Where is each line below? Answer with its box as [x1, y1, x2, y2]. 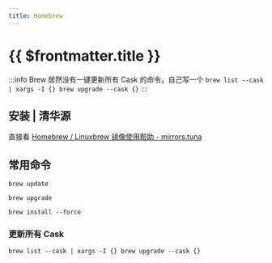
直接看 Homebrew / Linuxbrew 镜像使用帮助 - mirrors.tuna [8, 132, 202, 142]
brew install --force [8, 208, 82, 217]
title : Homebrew [8, 11, 63, 20]
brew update [8, 180, 49, 189]
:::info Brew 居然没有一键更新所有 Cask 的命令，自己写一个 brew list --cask [8, 74, 264, 84]
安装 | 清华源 [8, 108, 71, 122]
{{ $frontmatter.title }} [8, 46, 161, 65]
